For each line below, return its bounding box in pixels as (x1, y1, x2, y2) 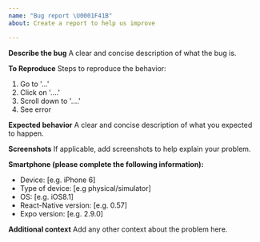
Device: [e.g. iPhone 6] (19, 175, 96, 184)
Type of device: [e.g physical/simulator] (19, 183, 152, 192)
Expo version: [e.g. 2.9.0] (19, 208, 104, 218)
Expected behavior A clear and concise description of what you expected (8, 120, 253, 129)
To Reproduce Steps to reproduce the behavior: (8, 63, 166, 73)
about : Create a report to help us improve (8, 19, 156, 27)
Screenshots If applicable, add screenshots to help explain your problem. (8, 144, 251, 153)
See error (19, 105, 52, 114)
